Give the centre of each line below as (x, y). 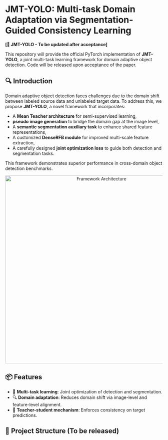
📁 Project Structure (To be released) (62, 431)
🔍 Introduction (29, 81)
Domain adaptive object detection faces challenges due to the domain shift (82, 96)
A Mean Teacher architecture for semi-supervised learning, (74, 116)
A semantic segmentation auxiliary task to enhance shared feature (82, 127)
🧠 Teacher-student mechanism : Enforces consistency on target (79, 410)
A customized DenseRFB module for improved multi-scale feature (80, 137)
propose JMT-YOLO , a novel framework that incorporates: (65, 106)
